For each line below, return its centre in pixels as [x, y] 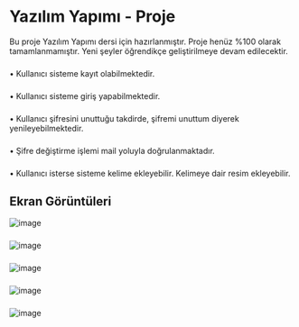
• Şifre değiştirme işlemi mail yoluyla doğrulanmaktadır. [112, 150]
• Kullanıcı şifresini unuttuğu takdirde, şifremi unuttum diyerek [124, 118]
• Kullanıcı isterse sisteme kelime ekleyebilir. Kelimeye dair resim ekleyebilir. [150, 173]
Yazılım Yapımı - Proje [93, 17]
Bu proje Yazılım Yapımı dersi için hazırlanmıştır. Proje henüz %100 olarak [145, 41]
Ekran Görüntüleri [61, 201]
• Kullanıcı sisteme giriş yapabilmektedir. [85, 95]
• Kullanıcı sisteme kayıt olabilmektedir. [82, 73]
